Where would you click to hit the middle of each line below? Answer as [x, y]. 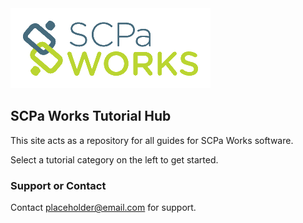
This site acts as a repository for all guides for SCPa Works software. [152, 140]
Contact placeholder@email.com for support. [103, 208]
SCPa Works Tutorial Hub [91, 116]
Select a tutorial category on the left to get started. [114, 159]
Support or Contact [58, 185]
